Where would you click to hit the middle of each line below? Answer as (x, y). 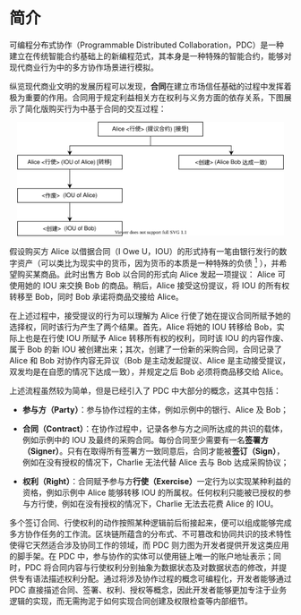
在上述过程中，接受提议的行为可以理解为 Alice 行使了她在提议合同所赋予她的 (150, 315)
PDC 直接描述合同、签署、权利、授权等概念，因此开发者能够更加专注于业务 (148, 589)
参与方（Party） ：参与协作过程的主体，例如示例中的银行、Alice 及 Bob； (155, 409)
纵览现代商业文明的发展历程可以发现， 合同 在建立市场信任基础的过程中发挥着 (150, 86)
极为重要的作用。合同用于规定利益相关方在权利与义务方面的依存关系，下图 (146, 97)
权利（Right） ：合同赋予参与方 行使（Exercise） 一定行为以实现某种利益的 (156, 481)
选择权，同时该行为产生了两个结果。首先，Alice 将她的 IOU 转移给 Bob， (143, 327)
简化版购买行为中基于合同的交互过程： (95, 108)
